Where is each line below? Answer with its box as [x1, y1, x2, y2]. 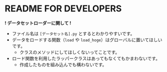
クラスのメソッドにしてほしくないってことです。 [19, 49, 120, 55]
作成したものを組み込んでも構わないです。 [19, 62, 107, 68]
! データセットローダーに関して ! [5, 20, 71, 26]
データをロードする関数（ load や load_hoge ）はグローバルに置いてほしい [12, 37, 162, 43]
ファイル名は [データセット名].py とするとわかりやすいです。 [12, 30, 135, 36]
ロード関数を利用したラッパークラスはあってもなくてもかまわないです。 [12, 55, 160, 61]
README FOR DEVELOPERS [5, 3, 122, 14]
